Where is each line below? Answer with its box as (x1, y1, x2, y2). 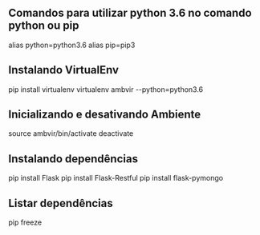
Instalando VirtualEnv (8, 63, 119, 77)
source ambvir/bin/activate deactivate (8, 129, 134, 138)
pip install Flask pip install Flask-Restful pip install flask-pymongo (8, 173, 223, 183)
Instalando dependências (8, 152, 139, 165)
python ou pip (8, 19, 79, 33)
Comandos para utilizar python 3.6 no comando (8, 6, 252, 20)
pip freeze (8, 217, 43, 227)
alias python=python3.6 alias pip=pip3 (8, 40, 136, 50)
